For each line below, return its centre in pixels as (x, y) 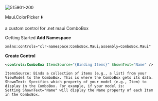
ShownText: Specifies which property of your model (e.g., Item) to (76, 82)
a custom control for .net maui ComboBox (47, 28)
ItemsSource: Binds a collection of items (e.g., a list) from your (76, 73)
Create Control (20, 56)
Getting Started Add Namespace (38, 38)
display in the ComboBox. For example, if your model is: (65, 86)
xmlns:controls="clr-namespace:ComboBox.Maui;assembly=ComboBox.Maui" (78, 46)
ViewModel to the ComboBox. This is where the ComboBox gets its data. (79, 77)
